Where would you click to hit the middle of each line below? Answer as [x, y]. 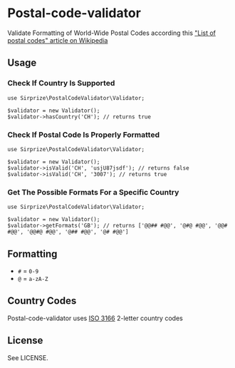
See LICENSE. [28, 357]
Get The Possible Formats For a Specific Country [93, 192]
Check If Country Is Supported [61, 83]
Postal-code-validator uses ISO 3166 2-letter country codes [95, 318]
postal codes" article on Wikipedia [58, 40]
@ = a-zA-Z [33, 279]
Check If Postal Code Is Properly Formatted [84, 135]
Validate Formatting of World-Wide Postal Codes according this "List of [111, 33]
